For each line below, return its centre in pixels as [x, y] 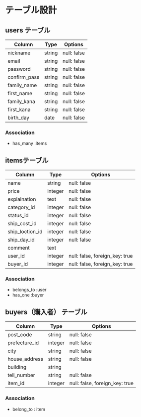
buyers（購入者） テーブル [46, 312]
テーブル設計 [31, 10]
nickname [19, 53]
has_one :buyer [28, 295]
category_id [21, 207]
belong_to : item [29, 409]
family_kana [22, 101]
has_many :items [30, 143]
